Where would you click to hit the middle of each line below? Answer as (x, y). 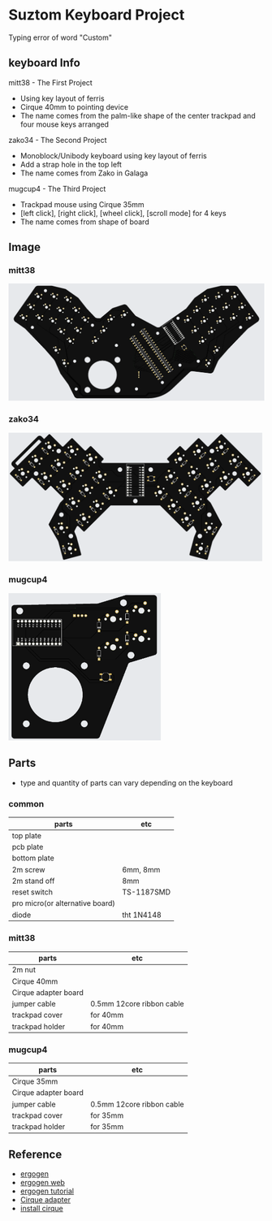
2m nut (24, 970)
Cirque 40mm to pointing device (74, 106)
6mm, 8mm (141, 869)
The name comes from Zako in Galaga (84, 173)
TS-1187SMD (146, 892)
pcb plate (28, 847)
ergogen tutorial (47, 1191)
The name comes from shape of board (84, 222)
